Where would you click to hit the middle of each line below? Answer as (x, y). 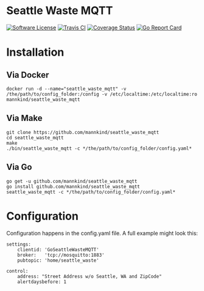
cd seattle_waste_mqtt (35, 138)
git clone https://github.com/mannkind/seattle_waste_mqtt (83, 132)
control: (17, 271)
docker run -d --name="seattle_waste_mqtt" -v (66, 89)
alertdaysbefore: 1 (42, 282)
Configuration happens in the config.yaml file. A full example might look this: (102, 233)
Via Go (19, 167)
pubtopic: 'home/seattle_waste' (58, 260)
